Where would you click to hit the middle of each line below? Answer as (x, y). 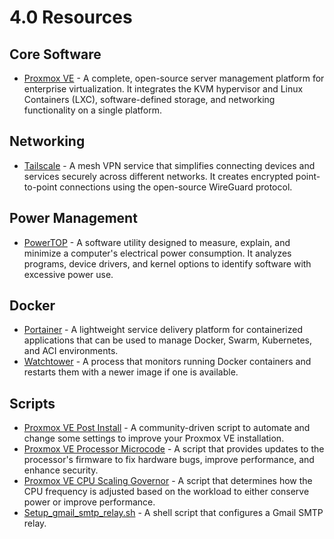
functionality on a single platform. (93, 110)
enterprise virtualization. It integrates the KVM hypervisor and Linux (163, 89)
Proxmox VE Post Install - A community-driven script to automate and (167, 428)
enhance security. (61, 470)
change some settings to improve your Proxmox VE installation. (154, 438)
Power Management (73, 218)
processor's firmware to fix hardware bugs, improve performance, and (169, 460)
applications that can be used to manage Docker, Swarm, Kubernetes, (168, 340)
